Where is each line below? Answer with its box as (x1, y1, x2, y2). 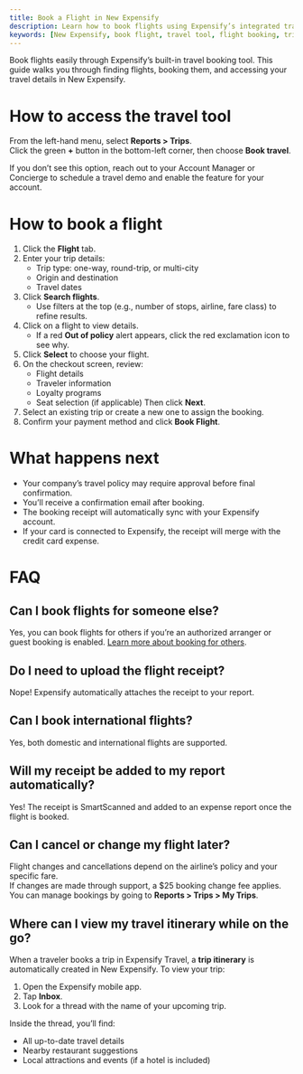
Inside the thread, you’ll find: (9, 1018, 115, 1029)
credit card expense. (22, 535, 100, 547)
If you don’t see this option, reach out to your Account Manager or (9, 163, 255, 174)
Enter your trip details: (22, 253, 106, 264)
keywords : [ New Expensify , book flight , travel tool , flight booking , (9, 30, 280, 39)
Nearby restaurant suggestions (22, 1045, 138, 1056)
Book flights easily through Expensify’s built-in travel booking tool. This (9, 55, 273, 66)
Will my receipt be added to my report (9, 763, 225, 778)
